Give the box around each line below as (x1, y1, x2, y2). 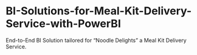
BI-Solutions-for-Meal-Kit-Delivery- (5, 4, 192, 18)
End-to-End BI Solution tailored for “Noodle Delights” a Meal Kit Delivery (5, 36, 187, 44)
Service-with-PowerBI (5, 17, 121, 30)
